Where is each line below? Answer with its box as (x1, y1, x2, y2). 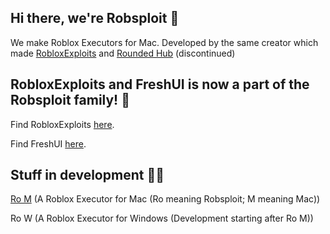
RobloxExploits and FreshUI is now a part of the (10, 76, 310, 93)
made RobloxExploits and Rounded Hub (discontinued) (10, 47, 236, 59)
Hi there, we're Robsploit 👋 (10, 10, 180, 27)
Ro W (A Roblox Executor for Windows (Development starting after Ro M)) (10, 212, 314, 225)
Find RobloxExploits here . (10, 118, 115, 130)
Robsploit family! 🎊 (10, 92, 130, 109)
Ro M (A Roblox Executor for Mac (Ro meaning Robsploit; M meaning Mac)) (10, 193, 321, 205)
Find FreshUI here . (10, 137, 87, 150)
